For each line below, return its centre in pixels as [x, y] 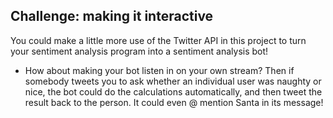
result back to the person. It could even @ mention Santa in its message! [174, 102]
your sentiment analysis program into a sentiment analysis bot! [139, 51]
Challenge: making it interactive [112, 16]
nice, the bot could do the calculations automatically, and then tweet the [173, 91]
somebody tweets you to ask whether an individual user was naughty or [173, 81]
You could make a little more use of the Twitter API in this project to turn [158, 40]
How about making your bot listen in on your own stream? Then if [159, 70]
